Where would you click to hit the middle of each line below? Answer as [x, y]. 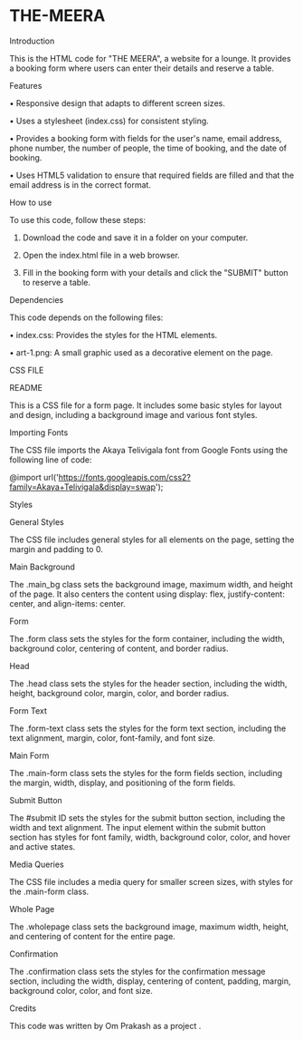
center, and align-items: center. [68, 603]
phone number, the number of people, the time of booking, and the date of [148, 148]
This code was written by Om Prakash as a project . [105, 1025]
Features [26, 85]
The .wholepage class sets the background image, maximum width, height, [149, 927]
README [26, 387]
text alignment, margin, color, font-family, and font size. [112, 738]
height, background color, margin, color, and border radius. [119, 693]
